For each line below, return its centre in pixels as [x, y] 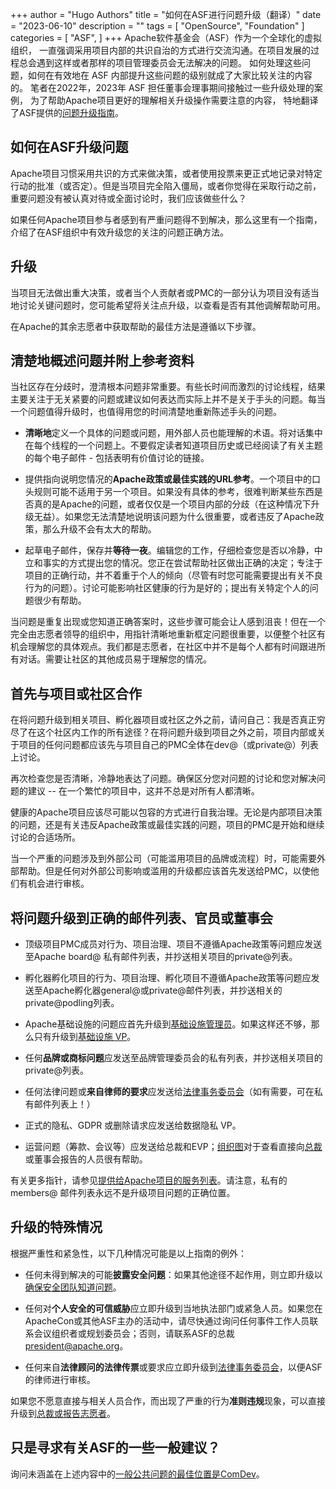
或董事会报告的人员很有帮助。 [86, 1159]
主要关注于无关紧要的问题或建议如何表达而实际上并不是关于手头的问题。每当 [168, 399]
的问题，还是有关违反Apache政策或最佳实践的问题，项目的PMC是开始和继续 [167, 825]
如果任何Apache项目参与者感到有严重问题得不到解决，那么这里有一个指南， [166, 219]
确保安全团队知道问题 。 [73, 1287]
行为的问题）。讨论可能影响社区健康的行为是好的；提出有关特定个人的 [167, 588]
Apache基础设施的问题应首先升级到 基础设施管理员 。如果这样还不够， [168, 1024]
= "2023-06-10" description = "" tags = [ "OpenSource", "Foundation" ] [157, 26]
